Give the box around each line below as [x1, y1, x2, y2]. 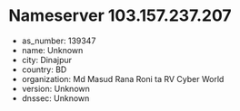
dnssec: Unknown [21, 92, 90, 104]
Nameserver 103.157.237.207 [8, 5, 233, 26]
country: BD [21, 64, 67, 75]
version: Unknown [21, 83, 90, 94]
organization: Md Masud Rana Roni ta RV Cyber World [21, 73, 225, 84]
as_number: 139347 [21, 35, 96, 46]
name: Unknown [21, 44, 84, 55]
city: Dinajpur [21, 54, 73, 65]
